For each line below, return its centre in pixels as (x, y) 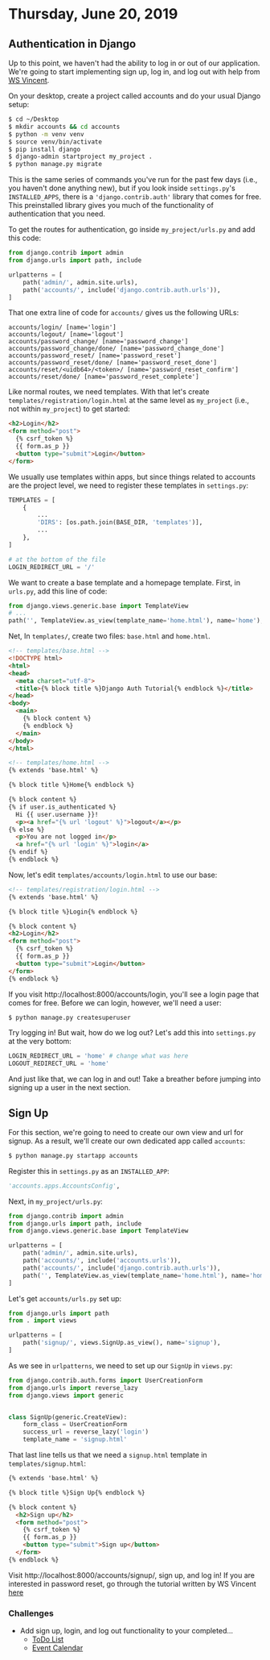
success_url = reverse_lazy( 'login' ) (86, 1432)
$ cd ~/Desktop (34, 119)
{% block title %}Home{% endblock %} (72, 785)
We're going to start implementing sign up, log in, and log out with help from (134, 72)
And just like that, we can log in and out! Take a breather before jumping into (135, 1079)
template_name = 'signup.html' (75, 1440)
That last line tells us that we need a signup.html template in (108, 1455)
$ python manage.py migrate (55, 164)
